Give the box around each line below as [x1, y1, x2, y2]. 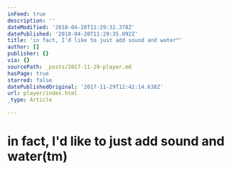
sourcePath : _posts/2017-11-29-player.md [7, 63, 132, 70]
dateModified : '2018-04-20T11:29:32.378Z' [7, 23, 135, 31]
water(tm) [7, 149, 68, 164]
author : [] [7, 43, 40, 51]
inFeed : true [7, 10, 46, 18]
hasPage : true [7, 70, 50, 77]
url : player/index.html [7, 90, 78, 97]
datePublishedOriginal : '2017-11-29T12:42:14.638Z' [7, 83, 163, 90]
